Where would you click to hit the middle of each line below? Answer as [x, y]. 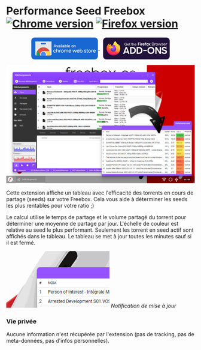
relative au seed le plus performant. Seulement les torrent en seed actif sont [100, 230]
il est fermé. [21, 243]
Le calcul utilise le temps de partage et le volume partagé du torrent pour [96, 217]
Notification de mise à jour [143, 306]
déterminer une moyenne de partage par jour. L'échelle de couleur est [92, 223]
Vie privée [22, 321]
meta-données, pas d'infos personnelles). [58, 341]
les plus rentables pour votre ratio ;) [50, 205]
